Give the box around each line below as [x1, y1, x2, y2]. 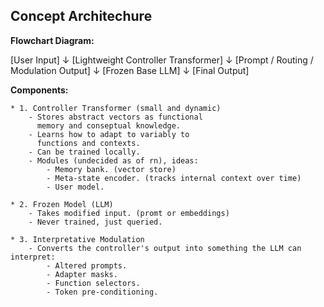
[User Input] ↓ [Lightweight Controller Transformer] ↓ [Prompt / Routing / [10, 54, 314, 66]
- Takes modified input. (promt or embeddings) [28, 208, 230, 218]
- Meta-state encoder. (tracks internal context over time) [46, 173, 302, 183]
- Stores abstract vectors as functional [28, 112, 203, 122]
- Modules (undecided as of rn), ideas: [28, 155, 199, 166]
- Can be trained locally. [28, 147, 141, 157]
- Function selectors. [46, 278, 141, 288]
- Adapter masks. [46, 269, 118, 279]
